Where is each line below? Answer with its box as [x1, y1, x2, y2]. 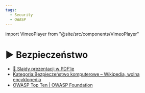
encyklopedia [12, 77, 41, 83]
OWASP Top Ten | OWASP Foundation [12, 82, 93, 88]
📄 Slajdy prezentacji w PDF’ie [12, 66, 75, 72]
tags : [5, 7, 17, 13]
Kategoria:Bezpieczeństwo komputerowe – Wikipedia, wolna [12, 71, 140, 77]
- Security [10, 12, 33, 17]
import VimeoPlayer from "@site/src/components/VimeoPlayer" [5, 31, 139, 37]
